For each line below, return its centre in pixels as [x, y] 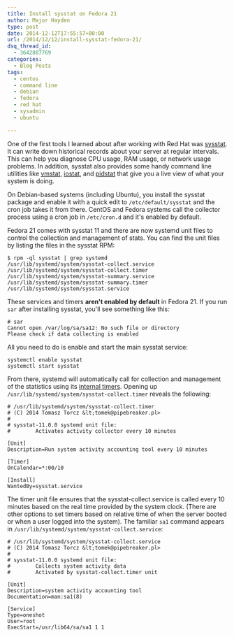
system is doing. [31, 181]
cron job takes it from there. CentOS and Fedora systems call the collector [114, 209]
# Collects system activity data [67, 566]
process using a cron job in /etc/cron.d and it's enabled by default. [104, 217]
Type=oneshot [26, 615]
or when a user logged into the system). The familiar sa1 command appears [116, 521]
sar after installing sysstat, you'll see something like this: [88, 309]
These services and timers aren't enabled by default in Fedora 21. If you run [117, 301]
